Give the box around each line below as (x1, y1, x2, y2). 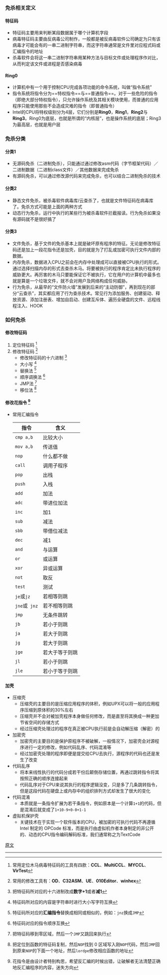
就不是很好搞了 (25, 216, 56, 222)
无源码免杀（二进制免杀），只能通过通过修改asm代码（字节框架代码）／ (12, 160, 159, 166)
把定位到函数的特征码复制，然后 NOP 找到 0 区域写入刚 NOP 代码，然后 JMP (12, 942, 156, 948)
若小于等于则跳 (43, 668, 78, 675)
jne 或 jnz (14, 602, 38, 609)
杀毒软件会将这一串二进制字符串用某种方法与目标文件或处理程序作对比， (12, 55, 161, 61)
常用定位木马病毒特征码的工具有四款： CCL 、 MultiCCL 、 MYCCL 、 (12, 862, 149, 868)
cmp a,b (14, 434, 33, 440)
